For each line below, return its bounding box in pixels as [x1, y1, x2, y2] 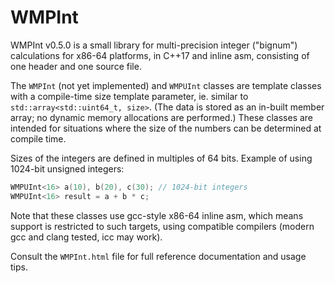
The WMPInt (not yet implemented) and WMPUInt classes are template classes [10, 79, 322, 91]
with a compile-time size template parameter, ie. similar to [10, 90, 249, 102]
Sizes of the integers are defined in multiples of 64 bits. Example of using [10, 152, 313, 164]
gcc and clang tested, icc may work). [10, 231, 163, 243]
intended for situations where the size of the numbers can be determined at [10, 122, 322, 134]
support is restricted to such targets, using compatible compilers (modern [10, 220, 315, 232]
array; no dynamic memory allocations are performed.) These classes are [10, 111, 314, 123]
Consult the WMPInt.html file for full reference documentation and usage [10, 250, 307, 262]
